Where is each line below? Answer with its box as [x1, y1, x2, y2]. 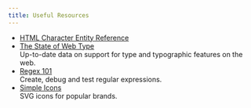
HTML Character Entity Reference [19, 33, 129, 42]
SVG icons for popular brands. [19, 91, 118, 100]
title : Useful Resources [8, 11, 89, 20]
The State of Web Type [19, 41, 95, 51]
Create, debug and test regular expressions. [19, 74, 162, 84]
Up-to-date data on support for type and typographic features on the [19, 49, 243, 59]
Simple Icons [19, 83, 62, 92]
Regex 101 [19, 66, 53, 75]
